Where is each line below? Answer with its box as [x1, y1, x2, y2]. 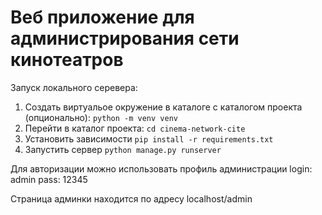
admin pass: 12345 [10, 173, 88, 185]
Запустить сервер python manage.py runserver [24, 143, 222, 155]
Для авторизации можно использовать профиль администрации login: [10, 162, 313, 175]
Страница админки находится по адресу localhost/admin [10, 192, 253, 205]
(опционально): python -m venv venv [24, 111, 178, 123]
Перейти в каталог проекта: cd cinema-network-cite [24, 122, 246, 134]
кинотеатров [10, 49, 124, 71]
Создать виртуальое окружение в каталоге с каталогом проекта [24, 101, 303, 113]
